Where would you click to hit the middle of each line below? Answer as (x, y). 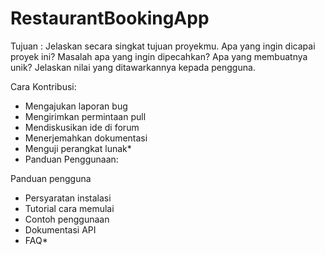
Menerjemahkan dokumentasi (86, 138)
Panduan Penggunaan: (71, 159)
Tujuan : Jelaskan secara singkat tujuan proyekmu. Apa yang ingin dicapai (163, 46)
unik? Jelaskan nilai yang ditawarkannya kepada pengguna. (133, 67)
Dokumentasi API (60, 229)
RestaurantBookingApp (110, 18)
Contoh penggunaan (67, 219)
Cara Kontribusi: (43, 86)
